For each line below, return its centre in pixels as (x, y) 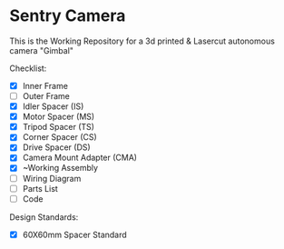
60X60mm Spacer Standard (74, 234)
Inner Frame (45, 85)
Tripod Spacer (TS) (59, 127)
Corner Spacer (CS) (59, 137)
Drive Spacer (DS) (56, 147)
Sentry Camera (68, 16)
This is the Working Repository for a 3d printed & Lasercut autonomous (142, 41)
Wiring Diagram (52, 178)
